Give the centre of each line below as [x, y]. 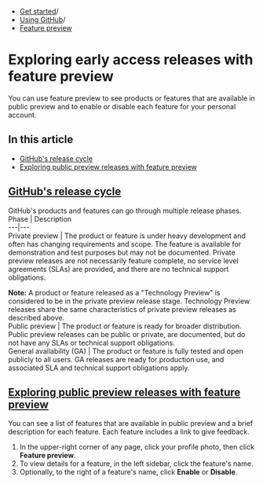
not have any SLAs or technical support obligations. [91, 343]
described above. [37, 317]
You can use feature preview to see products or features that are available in [131, 98]
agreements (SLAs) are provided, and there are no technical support [119, 269]
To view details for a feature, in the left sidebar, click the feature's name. [136, 464]
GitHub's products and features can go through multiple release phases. [125, 211]
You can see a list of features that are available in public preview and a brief [131, 423]
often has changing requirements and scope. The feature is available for [125, 244]
